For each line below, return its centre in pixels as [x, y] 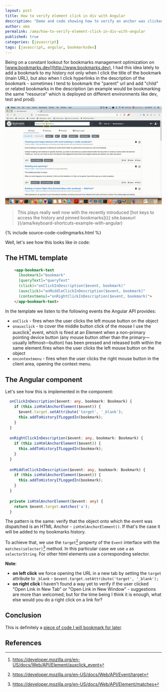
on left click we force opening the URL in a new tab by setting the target [87, 573]
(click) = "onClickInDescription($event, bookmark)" [72, 286]
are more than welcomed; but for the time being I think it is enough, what [87, 594]
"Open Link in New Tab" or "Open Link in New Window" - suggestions [84, 589]
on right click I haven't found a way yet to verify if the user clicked [81, 584]
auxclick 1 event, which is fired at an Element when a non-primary [79, 332]
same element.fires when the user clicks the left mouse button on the [83, 348]
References [23, 643]
